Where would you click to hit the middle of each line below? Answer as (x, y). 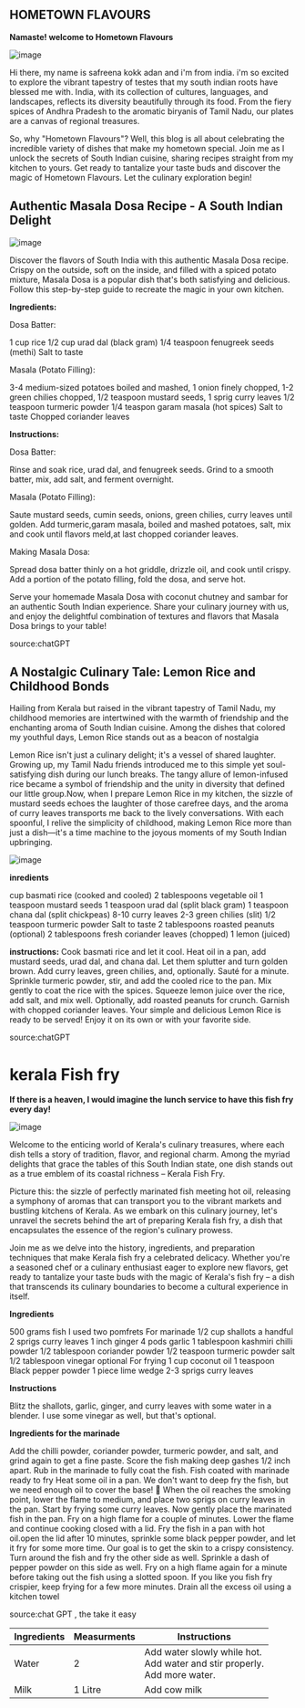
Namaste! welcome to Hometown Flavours (91, 37)
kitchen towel (35, 1597)
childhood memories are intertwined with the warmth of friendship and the (149, 718)
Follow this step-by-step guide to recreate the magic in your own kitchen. (147, 289)
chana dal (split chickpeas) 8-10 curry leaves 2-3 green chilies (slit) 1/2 (142, 915)
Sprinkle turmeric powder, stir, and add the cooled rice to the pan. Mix (141, 981)
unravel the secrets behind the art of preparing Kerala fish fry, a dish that (146, 1221)
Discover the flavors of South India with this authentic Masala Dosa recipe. (149, 260)
